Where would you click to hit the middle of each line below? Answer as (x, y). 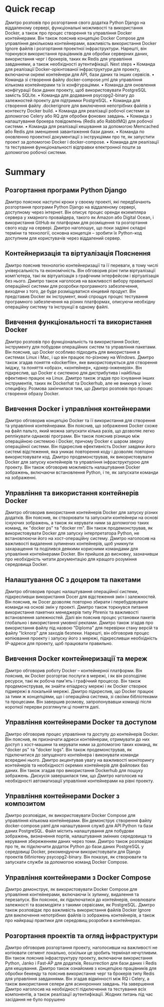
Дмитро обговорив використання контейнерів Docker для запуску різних (82, 513)
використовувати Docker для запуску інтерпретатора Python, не (72, 533)
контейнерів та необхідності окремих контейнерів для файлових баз (77, 765)
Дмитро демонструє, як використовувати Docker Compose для (71, 889)
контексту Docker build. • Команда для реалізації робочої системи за (77, 110)
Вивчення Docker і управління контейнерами (78, 409)
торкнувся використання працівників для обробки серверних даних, (77, 54)
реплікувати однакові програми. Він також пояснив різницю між (72, 436)
